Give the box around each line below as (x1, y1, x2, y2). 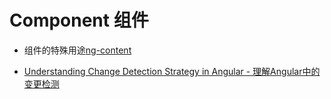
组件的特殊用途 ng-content (23, 44, 132, 56)
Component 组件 (9, 9, 149, 32)
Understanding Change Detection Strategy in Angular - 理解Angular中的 (23, 65, 321, 77)
